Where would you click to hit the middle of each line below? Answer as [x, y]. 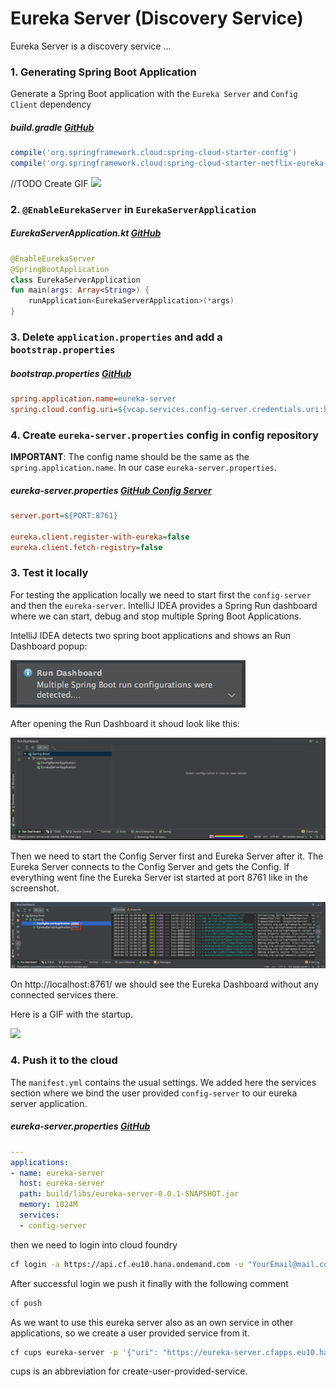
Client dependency [51, 104]
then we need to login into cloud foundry [94, 1244]
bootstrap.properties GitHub [71, 373]
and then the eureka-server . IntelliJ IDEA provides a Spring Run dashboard [164, 605]
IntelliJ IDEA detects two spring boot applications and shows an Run [151, 635]
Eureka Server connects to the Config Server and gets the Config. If [150, 867]
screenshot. [35, 888]
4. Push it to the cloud [64, 1060]
